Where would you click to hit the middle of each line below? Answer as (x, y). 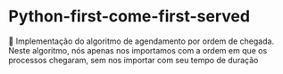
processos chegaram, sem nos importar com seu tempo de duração (133, 60)
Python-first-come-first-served (129, 16)
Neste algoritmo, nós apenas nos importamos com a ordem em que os (138, 50)
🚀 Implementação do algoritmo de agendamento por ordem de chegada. (141, 41)
